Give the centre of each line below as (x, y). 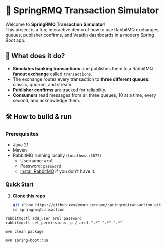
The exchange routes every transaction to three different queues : (81, 79)
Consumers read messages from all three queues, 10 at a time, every (84, 95)
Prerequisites (22, 134)
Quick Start (19, 184)
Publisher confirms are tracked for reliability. (59, 90)
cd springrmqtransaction (38, 209)
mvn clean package (24, 232)
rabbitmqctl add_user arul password (44, 219)
